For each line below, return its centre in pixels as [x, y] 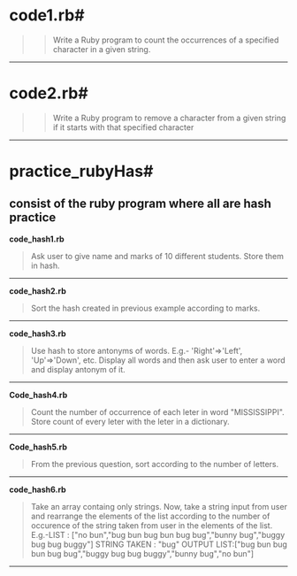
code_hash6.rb [38, 489]
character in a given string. [102, 49]
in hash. [45, 265]
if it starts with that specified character [123, 127]
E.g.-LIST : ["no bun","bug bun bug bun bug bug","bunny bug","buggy [158, 534]
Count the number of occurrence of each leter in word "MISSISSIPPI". [157, 411]
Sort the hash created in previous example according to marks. [145, 308]
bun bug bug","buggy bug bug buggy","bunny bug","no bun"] [142, 553]
